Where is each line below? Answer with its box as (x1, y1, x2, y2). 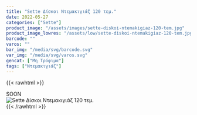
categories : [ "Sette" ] (6, 19, 62, 25)
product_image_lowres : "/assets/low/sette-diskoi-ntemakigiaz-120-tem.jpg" (6, 31, 195, 36)
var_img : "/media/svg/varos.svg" (6, 52, 88, 58)
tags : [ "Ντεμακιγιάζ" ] (6, 63, 62, 69)
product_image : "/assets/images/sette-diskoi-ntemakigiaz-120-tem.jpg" (6, 25, 185, 31)
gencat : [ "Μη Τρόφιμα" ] (6, 58, 64, 63)
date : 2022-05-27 (6, 14, 49, 20)
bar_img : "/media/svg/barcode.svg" (6, 47, 93, 53)
